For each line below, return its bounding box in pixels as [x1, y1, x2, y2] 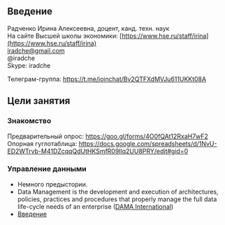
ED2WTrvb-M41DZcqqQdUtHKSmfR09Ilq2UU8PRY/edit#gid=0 [7, 147, 189, 155]
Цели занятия [7, 95, 71, 107]
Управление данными [7, 164, 87, 174]
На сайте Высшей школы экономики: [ [7, 31, 122, 40]
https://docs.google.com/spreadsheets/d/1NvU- [78, 139, 217, 147]
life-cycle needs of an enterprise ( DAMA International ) [17, 202, 174, 210]
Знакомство [7, 116, 52, 126]
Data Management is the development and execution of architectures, [17, 187, 219, 196]
